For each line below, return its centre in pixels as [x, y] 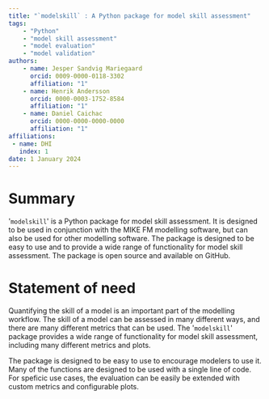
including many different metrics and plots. [80, 346]
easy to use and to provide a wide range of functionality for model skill [126, 247]
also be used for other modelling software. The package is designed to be [131, 239]
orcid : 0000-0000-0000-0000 [77, 121]
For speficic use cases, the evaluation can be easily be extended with [124, 378]
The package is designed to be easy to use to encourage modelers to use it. [135, 361]
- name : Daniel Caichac [63, 114]
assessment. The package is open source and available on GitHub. [120, 256]
